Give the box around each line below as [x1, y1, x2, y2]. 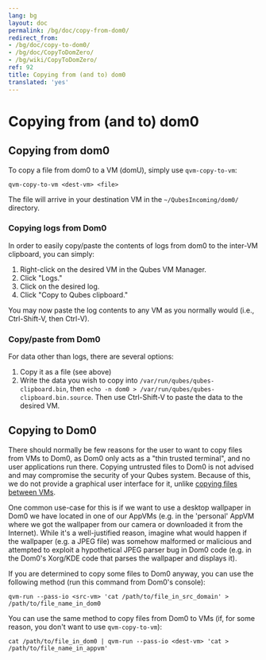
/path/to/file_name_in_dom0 [8, 600, 102, 608]
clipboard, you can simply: [8, 249, 95, 258]
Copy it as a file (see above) [19, 367, 112, 377]
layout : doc [8, 19, 48, 27]
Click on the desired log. [19, 281, 100, 291]
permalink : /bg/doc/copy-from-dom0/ [8, 26, 129, 34]
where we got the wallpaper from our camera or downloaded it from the [8, 519, 244, 529]
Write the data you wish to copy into [19, 375, 138, 386]
